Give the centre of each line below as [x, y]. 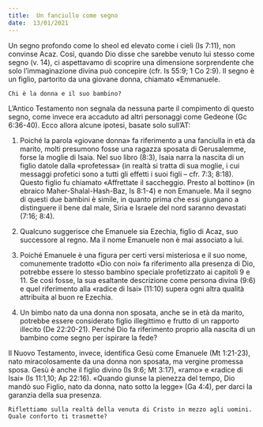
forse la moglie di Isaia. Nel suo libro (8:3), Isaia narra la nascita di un [132, 157]
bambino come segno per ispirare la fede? [88, 338]
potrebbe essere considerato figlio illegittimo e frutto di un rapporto [129, 320]
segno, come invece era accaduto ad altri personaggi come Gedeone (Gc [128, 116]
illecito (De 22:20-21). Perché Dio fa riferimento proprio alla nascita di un [137, 329]
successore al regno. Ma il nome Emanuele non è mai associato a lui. [131, 240]
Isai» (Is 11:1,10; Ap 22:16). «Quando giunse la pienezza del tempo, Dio [122, 378]
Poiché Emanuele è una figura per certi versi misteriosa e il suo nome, [133, 255]
